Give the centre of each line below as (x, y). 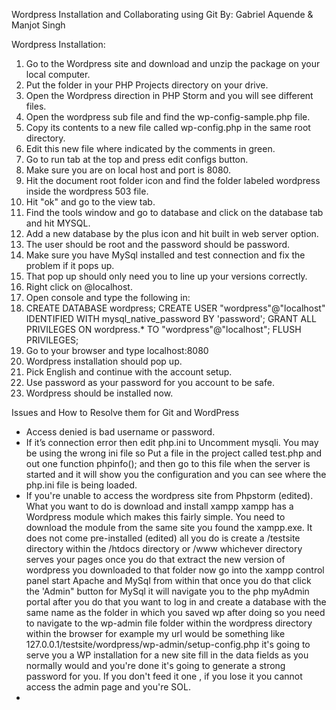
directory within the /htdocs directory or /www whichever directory (164, 548)
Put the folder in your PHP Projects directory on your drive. (147, 85)
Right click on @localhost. (79, 287)
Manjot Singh (38, 25)
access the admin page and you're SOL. (108, 687)
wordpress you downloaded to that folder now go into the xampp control (175, 570)
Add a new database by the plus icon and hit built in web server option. (172, 233)
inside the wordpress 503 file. (87, 191)
